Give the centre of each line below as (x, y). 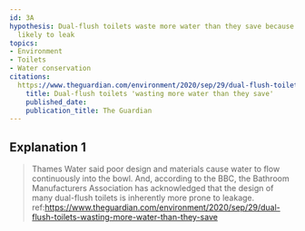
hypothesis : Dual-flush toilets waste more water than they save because (152, 26)
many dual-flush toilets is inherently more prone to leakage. (143, 198)
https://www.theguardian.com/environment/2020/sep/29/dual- (163, 207)
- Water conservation (50, 69)
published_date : (57, 102)
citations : (30, 77)
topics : (24, 43)
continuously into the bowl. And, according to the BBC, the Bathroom (160, 178)
